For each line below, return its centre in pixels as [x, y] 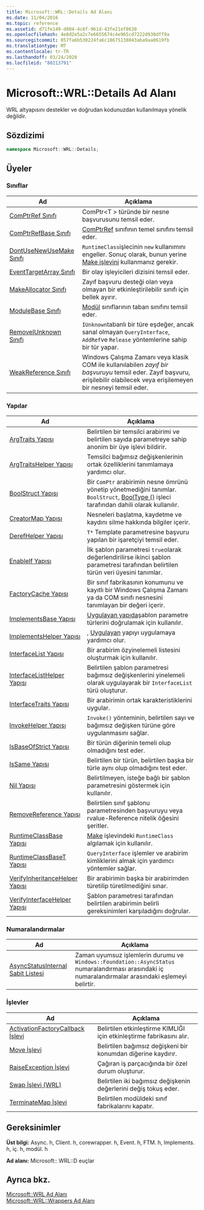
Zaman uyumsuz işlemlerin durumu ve [129, 955]
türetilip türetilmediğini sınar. [127, 886]
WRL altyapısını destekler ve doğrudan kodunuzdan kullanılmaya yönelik [97, 110]
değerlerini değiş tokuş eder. [138, 1088]
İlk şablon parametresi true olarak [134, 550]
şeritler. [98, 826]
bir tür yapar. [100, 347]
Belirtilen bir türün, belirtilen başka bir [141, 760]
